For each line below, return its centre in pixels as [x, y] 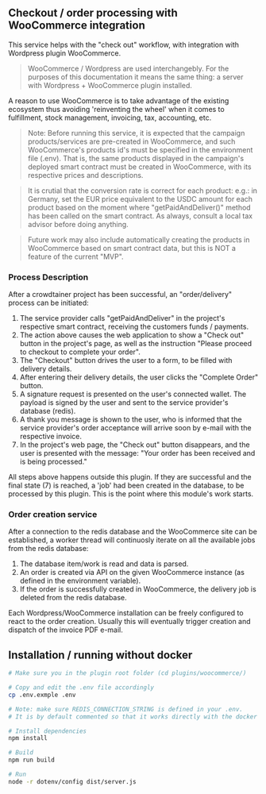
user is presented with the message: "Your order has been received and [137, 453]
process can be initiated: [48, 303]
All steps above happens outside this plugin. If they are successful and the [130, 477]
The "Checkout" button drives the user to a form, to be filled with [126, 360]
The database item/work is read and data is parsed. [104, 564]
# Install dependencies [48, 731]
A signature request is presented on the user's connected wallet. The [133, 394]
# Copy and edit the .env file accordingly [81, 688]
